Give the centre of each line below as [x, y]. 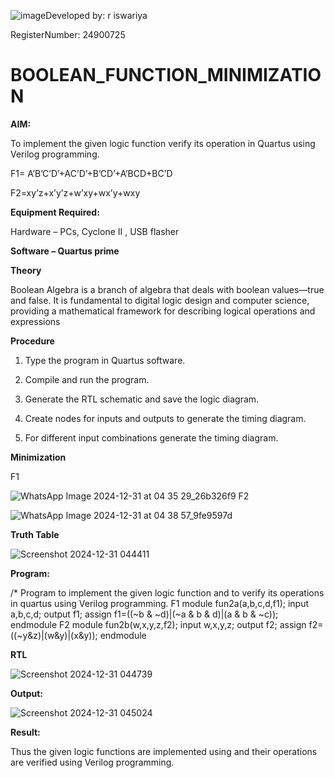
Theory [26, 270]
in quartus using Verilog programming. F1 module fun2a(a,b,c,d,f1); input [160, 603]
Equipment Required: [55, 212]
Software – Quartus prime [65, 251]
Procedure [32, 341]
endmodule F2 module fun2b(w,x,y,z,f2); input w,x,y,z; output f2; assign [158, 624]
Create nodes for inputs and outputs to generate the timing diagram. [165, 418]
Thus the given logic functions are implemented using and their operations [164, 751]
